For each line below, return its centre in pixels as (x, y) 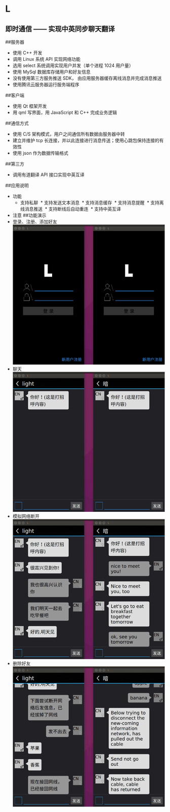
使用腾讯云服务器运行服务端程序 (46, 85)
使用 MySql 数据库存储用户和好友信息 (52, 72)
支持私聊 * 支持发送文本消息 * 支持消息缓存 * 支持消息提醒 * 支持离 (92, 203)
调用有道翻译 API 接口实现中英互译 (49, 175)
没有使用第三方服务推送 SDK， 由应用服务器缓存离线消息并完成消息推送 (87, 78)
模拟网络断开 (26, 516)
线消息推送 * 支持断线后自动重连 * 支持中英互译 (71, 209)
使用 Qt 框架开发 (30, 106)
